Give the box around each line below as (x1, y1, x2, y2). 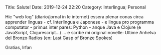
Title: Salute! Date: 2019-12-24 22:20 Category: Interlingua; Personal (5, 4, 146, 10)
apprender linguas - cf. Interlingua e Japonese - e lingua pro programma (5, 19, 155, 25)
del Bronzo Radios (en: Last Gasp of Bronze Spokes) (5, 35, 113, 41)
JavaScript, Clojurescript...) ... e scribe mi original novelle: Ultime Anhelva (5, 30, 156, 35)
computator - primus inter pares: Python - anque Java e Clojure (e (5, 24, 141, 30)
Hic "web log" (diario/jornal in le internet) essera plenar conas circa (5, 14, 144, 19)
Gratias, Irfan (5, 45, 32, 50)
